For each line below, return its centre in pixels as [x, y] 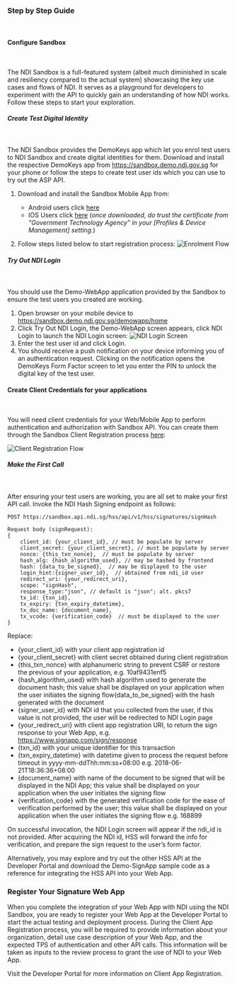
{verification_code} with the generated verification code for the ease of [121, 800]
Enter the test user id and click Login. [72, 344]
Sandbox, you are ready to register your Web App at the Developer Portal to [118, 914]
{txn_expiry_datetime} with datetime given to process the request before [123, 755]
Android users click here [64, 207]
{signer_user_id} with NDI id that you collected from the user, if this [115, 709]
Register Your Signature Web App [66, 891]
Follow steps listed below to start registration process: [96, 244]
